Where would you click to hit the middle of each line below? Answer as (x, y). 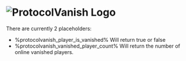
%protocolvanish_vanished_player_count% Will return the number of (97, 46)
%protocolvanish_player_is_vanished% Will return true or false (90, 40)
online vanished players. (44, 52)
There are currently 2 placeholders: (49, 28)
